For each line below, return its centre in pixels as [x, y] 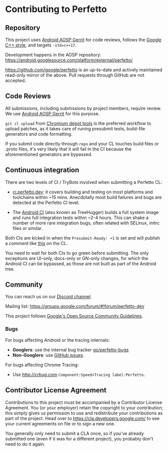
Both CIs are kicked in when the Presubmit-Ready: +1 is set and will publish [83, 238]
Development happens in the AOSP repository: [53, 55]
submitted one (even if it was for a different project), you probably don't [79, 438]
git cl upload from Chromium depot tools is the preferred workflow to [78, 123]
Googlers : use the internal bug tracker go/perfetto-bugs [70, 350]
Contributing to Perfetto [56, 9]
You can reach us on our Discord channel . [48, 297]
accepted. [16, 80]
